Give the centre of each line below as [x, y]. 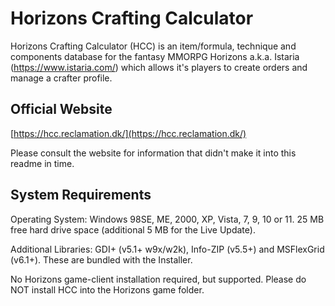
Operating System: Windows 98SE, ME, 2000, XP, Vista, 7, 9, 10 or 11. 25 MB [167, 219]
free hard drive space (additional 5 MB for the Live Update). [133, 229]
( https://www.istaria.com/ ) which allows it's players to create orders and [159, 67]
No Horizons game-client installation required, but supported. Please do [158, 279]
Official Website [61, 109]
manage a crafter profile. [61, 78]
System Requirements [81, 195]
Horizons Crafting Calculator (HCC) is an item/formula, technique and [153, 46]
